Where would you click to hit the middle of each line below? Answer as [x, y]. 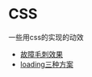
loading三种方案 [47, 64]
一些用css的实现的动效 [46, 37]
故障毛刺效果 [41, 54]
